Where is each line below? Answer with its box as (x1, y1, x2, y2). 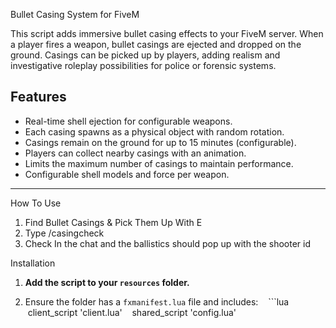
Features (10, 89, 67, 106)
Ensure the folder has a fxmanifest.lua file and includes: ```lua (24, 295, 290, 308)
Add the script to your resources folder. (24, 276, 190, 288)
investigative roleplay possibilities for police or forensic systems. (10, 60, 277, 71)
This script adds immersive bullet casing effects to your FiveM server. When (10, 28, 324, 39)
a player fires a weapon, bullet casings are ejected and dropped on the (10, 39, 302, 50)
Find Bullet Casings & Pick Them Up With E (24, 216, 203, 228)
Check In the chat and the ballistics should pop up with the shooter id (24, 237, 312, 249)
